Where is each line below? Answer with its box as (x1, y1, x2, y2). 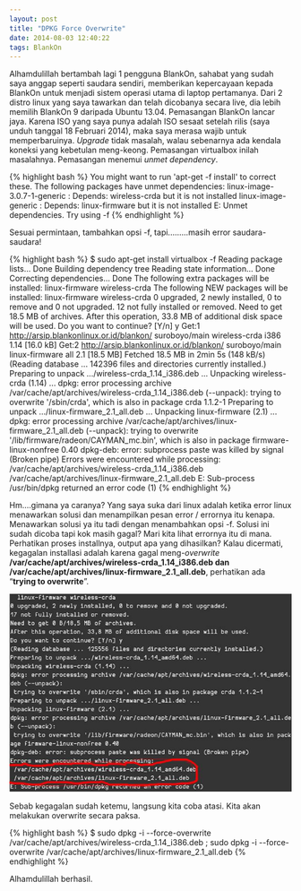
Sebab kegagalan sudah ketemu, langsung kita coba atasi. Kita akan (9, 800, 262, 811)
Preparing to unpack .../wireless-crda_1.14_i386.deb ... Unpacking (9, 368, 251, 379)
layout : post (9, 14, 58, 23)
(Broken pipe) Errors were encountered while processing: (9, 454, 221, 465)
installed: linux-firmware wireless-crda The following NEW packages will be (9, 282, 288, 293)
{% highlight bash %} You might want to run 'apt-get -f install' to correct (9, 171, 277, 183)
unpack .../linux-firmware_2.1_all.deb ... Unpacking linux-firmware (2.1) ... (9, 406, 278, 417)
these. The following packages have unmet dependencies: (9, 181, 226, 192)
